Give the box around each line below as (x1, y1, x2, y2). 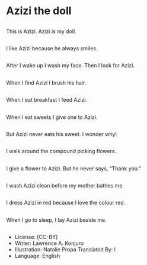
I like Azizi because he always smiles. (6, 44, 98, 51)
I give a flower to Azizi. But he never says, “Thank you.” (6, 164, 141, 172)
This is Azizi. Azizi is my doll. (6, 28, 76, 35)
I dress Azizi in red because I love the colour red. (6, 199, 126, 206)
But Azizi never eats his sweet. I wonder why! (6, 130, 117, 137)
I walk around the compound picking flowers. (6, 148, 117, 155)
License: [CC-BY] (14, 234, 58, 241)
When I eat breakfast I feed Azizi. (6, 96, 88, 104)
